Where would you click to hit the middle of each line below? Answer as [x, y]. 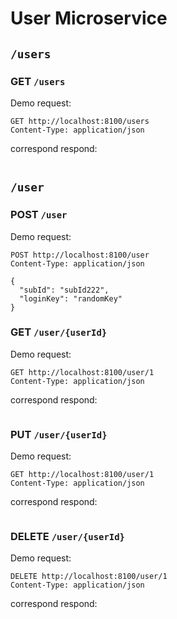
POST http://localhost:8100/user [80, 255]
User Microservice [89, 18]
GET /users [38, 81]
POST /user [39, 215]
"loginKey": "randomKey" [71, 298]
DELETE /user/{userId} [67, 537]
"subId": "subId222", [64, 290]
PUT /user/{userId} [59, 434]
